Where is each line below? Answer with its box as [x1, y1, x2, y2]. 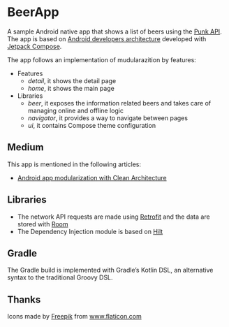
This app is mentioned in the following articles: [7, 160, 142, 168]
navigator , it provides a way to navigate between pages [27, 113, 189, 122]
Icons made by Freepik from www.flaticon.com [7, 312, 142, 321]
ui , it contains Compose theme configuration [27, 121, 156, 129]
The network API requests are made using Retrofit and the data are [17, 212, 211, 221]
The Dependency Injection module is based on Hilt [17, 227, 163, 235]
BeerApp [7, 4, 59, 20]
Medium [7, 141, 44, 154]
